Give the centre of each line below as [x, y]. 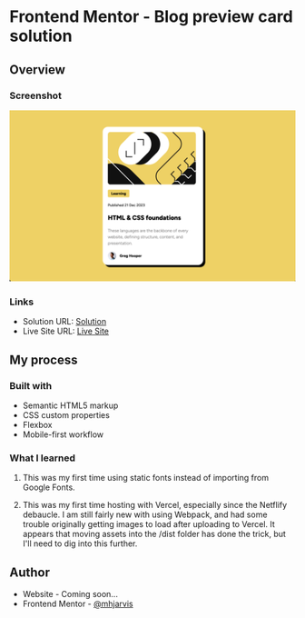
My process [44, 359]
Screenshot [35, 95]
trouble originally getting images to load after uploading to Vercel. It [148, 524]
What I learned [42, 458]
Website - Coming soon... [70, 594]
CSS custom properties [66, 415]
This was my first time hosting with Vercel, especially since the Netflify [155, 505]
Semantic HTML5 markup [70, 405]
